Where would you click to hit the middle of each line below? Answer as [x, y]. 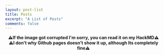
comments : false [22, 24]
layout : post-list [24, 10]
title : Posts [19, 14]
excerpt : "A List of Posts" [34, 19]
